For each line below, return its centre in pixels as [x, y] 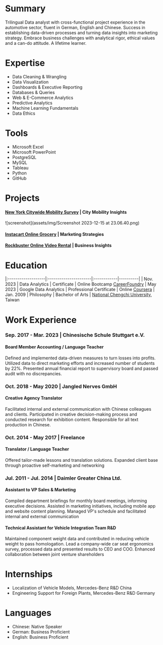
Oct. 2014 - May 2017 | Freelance [45, 437]
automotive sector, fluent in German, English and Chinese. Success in [75, 27]
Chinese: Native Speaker [37, 627]
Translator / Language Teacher [37, 449]
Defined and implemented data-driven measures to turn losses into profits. [80, 358]
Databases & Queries [34, 92]
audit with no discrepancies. [34, 373]
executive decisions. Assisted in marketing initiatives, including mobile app [80, 506]
